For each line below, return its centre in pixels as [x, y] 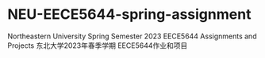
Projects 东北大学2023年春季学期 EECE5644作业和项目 [98, 45]
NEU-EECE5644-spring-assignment [129, 14]
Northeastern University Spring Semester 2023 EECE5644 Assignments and [132, 36]
